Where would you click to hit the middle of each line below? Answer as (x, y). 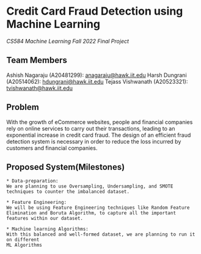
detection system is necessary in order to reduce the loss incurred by (94, 141)
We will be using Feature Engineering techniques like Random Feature (98, 208)
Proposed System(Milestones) (66, 167)
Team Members (37, 60)
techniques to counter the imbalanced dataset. (68, 192)
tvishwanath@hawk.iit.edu (40, 88)
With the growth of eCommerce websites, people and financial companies (100, 122)
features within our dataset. (45, 219)
